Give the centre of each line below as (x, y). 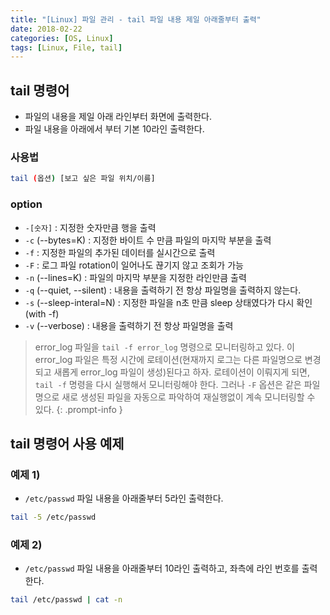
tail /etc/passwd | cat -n (66, 600)
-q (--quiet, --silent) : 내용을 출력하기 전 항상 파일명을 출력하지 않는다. (163, 290)
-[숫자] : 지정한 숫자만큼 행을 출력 (90, 227)
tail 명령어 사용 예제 (67, 443)
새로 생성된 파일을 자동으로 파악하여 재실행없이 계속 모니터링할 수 (188, 397)
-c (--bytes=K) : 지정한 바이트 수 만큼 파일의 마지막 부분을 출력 (148, 240)
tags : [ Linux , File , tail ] (66, 47)
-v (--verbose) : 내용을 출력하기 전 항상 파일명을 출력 (129, 325)
